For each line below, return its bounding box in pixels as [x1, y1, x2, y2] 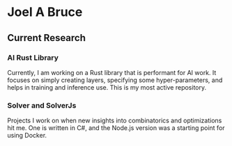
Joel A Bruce [7, 4, 83, 20]
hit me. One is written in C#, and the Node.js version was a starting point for [7, 124, 225, 132]
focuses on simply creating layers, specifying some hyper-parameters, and [7, 76, 223, 84]
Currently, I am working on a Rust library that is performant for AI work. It [7, 68, 217, 76]
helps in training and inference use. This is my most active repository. [7, 83, 207, 91]
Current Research [7, 32, 86, 44]
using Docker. [7, 131, 47, 140]
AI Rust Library [7, 53, 59, 63]
